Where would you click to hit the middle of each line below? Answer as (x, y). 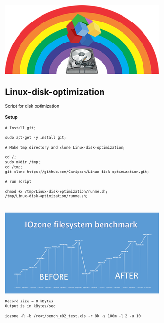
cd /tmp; (14, 167)
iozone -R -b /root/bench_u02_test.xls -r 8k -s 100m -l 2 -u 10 (73, 316)
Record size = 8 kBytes (29, 301)
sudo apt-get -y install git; (36, 138)
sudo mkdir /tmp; (23, 162)
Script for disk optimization (32, 106)
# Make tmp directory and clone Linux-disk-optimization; (65, 148)
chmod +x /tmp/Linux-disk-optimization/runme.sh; (57, 192)
